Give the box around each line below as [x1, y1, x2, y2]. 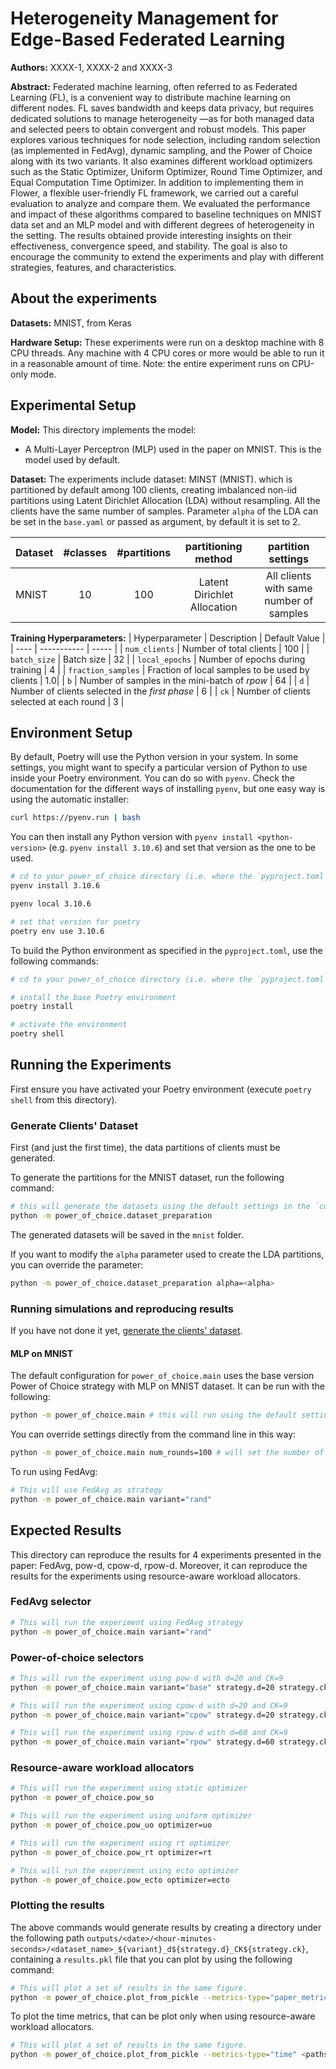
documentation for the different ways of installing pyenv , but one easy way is [10, 783, 326, 795]
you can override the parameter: [10, 1258, 144, 1271]
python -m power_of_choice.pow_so [10, 1793, 155, 1803]
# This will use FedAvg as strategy [10, 1485, 163, 1495]
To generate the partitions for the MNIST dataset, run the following [10, 1172, 285, 1184]
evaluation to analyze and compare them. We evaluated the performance [10, 197, 311, 209]
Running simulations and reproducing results [10, 1302, 234, 1316]
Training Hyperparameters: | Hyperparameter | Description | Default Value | [10, 632, 326, 644]
